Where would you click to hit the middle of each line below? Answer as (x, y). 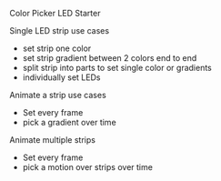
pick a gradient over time (69, 122)
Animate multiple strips (52, 140)
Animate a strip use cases (58, 95)
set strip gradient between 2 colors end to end (110, 58)
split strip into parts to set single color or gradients (117, 68)
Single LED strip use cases (60, 30)
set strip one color (57, 48)
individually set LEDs (61, 77)
